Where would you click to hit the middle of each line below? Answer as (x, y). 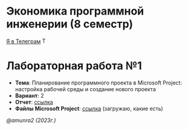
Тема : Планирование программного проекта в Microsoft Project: (99, 83)
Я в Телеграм (24, 41)
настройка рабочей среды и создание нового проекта (85, 89)
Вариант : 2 (29, 95)
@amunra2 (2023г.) (31, 120)
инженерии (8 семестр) (70, 24)
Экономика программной (75, 11)
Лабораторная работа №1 (74, 66)
